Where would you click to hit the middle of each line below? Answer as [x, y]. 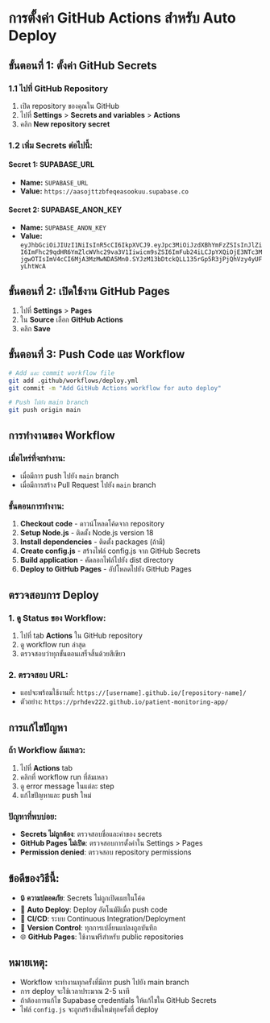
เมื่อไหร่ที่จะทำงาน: [37, 458]
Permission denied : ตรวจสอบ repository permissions [106, 852]
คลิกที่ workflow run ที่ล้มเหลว [64, 777]
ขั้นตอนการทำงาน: [36, 506]
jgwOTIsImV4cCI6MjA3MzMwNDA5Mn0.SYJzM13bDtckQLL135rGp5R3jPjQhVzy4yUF [141, 260]
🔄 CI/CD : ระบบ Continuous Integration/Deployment [103, 918]
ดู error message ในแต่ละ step [67, 786]
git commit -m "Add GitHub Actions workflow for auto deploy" [115, 388]
